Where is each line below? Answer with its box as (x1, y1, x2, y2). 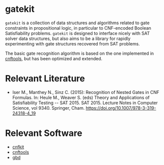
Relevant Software (5, 127, 82, 139)
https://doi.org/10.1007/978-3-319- (85, 105, 157, 111)
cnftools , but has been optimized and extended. (5, 55, 103, 61)
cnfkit (12, 144, 24, 150)
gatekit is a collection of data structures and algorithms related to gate (5, 20, 150, 26)
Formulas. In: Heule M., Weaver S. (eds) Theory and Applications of (12, 94, 150, 100)
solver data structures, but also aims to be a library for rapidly (5, 36, 131, 41)
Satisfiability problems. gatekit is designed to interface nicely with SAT (5, 30, 150, 36)
